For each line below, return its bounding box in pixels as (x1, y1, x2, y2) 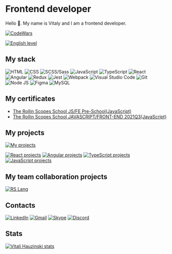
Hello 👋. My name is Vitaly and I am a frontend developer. (5, 20, 127, 26)
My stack (5, 55, 36, 64)
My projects (5, 128, 45, 137)
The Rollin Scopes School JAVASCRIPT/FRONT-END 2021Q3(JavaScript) (12, 114, 167, 120)
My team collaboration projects (5, 172, 108, 181)
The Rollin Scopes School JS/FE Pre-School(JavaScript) (12, 108, 132, 114)
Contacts (5, 201, 36, 210)
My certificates (5, 95, 55, 103)
